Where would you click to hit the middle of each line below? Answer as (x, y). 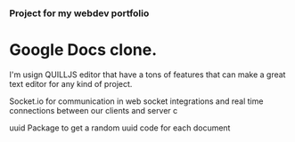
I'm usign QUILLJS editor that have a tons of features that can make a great (147, 75)
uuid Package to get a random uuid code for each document (120, 128)
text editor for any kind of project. (71, 83)
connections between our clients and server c (94, 110)
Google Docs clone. (83, 50)
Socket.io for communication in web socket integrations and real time (136, 101)
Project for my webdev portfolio (79, 13)
